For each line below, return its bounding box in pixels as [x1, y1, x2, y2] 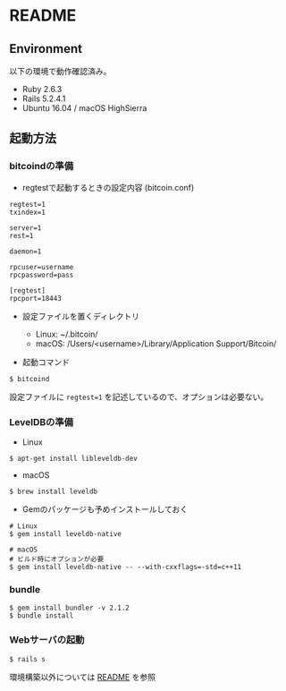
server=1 [9, 223, 42, 233]
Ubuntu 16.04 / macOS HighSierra [21, 103, 147, 113]
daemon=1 [9, 247, 42, 256]
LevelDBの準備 [9, 415, 74, 428]
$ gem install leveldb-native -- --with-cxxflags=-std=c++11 [9, 562, 242, 571]
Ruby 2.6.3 [21, 84, 63, 94]
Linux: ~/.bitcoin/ [35, 328, 98, 339]
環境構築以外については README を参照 [9, 671, 156, 682]
